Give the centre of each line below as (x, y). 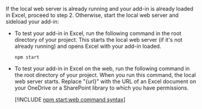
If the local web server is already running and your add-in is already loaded (99, 9)
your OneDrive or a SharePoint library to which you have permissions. (102, 88)
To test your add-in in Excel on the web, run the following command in (102, 68)
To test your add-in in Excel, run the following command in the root (98, 33)
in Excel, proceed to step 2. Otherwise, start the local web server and (92, 15)
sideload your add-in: (32, 21)
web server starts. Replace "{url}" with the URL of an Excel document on (105, 81)
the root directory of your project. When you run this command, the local (105, 75)
